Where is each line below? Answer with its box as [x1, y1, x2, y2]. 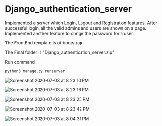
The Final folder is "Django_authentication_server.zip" [5, 49, 115, 55]
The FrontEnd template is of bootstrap [5, 40, 82, 45]
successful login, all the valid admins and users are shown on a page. [5, 25, 147, 31]
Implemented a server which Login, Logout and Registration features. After [5, 20, 157, 26]
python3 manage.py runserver [5, 68, 65, 74]
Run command [5, 59, 35, 65]
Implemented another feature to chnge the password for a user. [5, 30, 134, 36]
